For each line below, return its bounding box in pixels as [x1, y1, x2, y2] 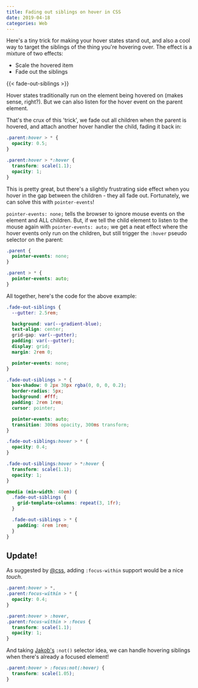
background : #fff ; [12, 394, 59, 400]
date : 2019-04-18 [6, 15, 51, 21]
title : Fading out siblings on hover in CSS [6, 9, 121, 15]
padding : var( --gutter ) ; [12, 338, 75, 344]
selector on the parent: [6, 236, 64, 243]
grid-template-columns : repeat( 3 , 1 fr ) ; [17, 500, 121, 506]
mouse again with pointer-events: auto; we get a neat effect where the [6, 223, 188, 230]
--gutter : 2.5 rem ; [12, 310, 59, 316]
